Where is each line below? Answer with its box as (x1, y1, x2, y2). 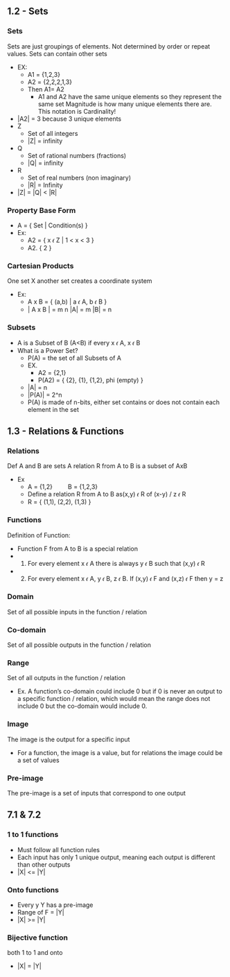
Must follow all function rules (17, 845, 100, 854)
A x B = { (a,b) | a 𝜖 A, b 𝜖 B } (27, 297, 107, 306)
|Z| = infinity (27, 137, 63, 145)
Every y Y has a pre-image (17, 901, 94, 909)
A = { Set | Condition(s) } (17, 221, 88, 230)
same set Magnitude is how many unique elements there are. (37, 100, 213, 108)
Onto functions (7, 885, 59, 894)
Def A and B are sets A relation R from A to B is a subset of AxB (7, 462, 188, 470)
